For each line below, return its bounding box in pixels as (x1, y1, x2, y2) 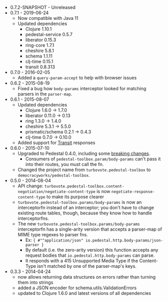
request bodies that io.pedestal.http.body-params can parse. (25, 252, 155, 258)
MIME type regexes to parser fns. (17, 232, 88, 237)
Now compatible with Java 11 (17, 15, 79, 21)
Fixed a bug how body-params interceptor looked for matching (17, 86, 147, 91)
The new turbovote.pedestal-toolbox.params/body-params (17, 221, 140, 227)
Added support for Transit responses (17, 140, 96, 146)
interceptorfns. (17, 215, 49, 221)
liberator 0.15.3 (25, 37, 57, 43)
